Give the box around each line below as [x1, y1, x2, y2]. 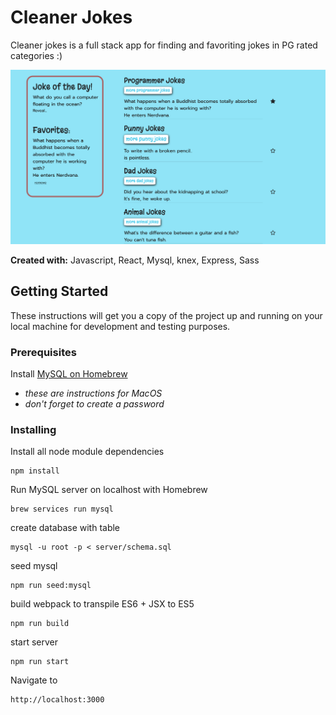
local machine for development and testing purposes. [10, 320, 231, 332]
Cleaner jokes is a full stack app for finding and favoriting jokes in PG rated [10, 39, 318, 51]
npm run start [10, 657, 70, 667]
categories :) [10, 49, 63, 61]
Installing [10, 423, 57, 437]
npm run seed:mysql [10, 581, 92, 591]
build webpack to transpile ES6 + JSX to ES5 [10, 598, 195, 610]
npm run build [10, 619, 70, 629]
